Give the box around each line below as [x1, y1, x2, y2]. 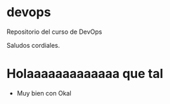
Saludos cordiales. [6, 41, 60, 49]
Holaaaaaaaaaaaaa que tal [6, 66, 164, 82]
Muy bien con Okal [16, 89, 72, 97]
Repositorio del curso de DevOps [6, 27, 103, 36]
